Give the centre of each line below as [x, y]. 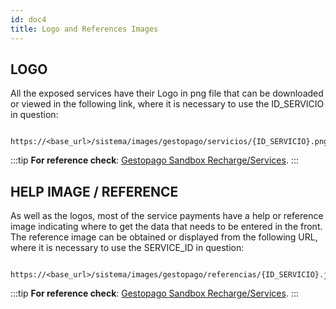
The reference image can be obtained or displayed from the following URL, [164, 237]
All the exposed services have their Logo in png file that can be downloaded [167, 93]
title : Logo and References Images [84, 29]
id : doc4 [28, 19]
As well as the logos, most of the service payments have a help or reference [167, 216]
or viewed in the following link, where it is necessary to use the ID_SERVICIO [167, 104]
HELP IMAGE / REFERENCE [94, 191]
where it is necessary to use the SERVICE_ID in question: [127, 248]
